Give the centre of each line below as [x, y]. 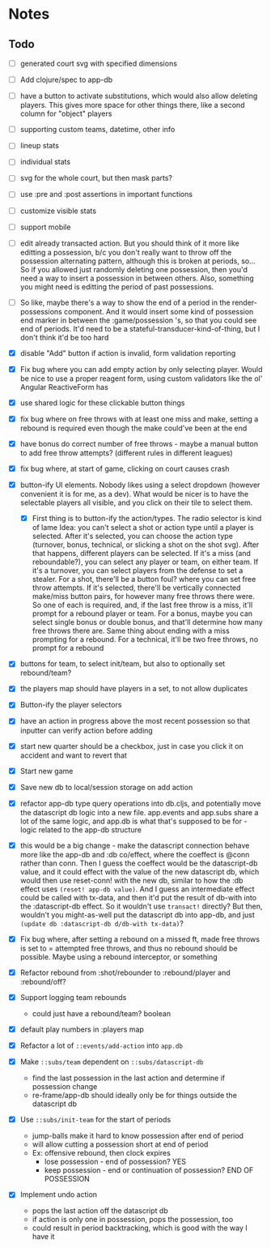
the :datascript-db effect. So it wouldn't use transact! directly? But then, [141, 906]
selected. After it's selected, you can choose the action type [132, 536]
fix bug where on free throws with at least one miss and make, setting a [139, 419]
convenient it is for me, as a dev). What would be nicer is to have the [134, 494]
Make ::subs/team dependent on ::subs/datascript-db [112, 1062]
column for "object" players [66, 113]
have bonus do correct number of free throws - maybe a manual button [139, 444]
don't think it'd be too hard [64, 337]
